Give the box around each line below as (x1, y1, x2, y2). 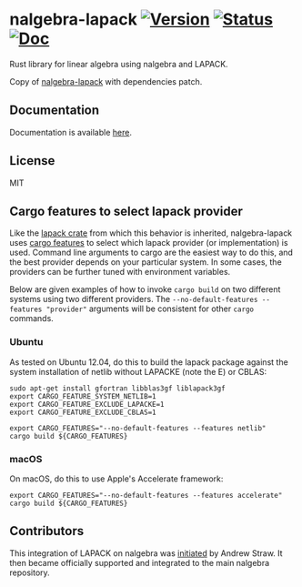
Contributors (9, 523, 85, 539)
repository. (9, 567, 50, 578)
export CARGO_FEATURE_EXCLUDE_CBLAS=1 (9, 408, 156, 417)
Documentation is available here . (9, 127, 132, 137)
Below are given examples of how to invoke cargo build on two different (9, 284, 281, 295)
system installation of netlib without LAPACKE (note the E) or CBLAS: (9, 366, 267, 377)
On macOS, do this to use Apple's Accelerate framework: (9, 473, 224, 484)
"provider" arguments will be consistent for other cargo (45, 303, 255, 314)
